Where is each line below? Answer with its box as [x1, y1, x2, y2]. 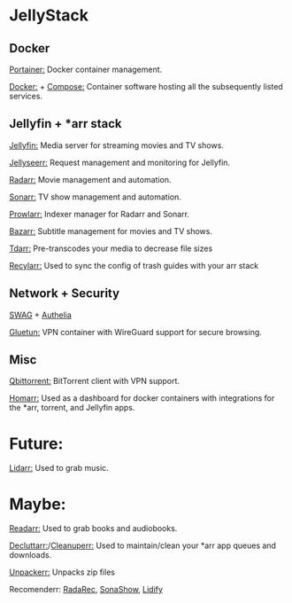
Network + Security [9, 286, 120, 301]
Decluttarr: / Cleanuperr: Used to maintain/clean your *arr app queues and [9, 540, 277, 551]
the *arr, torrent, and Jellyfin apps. [9, 403, 135, 413]
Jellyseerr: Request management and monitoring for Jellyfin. [9, 157, 231, 168]
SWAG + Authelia [9, 309, 73, 320]
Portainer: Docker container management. [9, 64, 163, 74]
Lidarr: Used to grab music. [9, 463, 109, 474]
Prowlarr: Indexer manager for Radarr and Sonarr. [9, 208, 190, 219]
